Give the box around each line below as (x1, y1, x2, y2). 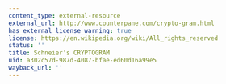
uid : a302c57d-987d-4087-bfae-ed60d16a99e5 (8, 57, 157, 65)
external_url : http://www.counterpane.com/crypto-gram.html (8, 19, 216, 27)
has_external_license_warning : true (8, 26, 132, 34)
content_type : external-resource (8, 11, 121, 20)
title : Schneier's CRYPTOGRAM (8, 49, 111, 57)
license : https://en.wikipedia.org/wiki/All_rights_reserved (8, 34, 219, 42)
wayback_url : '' (8, 64, 63, 72)
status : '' (8, 42, 45, 50)
